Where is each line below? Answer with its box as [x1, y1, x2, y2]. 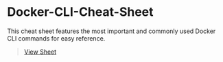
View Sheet [23, 48, 57, 56]
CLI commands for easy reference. [7, 34, 106, 42]
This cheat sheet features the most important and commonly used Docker [7, 27, 216, 35]
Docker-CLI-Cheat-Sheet [7, 4, 154, 20]
